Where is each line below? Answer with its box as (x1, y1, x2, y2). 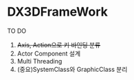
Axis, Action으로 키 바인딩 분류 (16, 40, 101, 49)
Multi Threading (16, 57, 63, 65)
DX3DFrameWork (7, 4, 109, 20)
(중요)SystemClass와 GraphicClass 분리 (16, 65, 128, 73)
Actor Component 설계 (16, 49, 81, 57)
